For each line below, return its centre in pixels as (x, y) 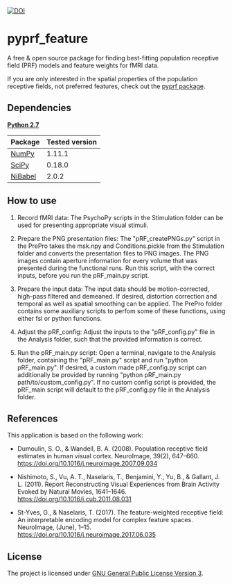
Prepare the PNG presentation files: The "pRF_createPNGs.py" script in (118, 238)
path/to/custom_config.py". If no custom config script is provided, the (116, 382)
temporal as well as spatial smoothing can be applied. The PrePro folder (120, 303)
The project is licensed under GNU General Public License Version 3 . (105, 574)
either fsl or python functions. (60, 318)
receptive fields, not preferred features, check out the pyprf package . (106, 86)
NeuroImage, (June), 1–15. (54, 527)
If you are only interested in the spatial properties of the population (102, 78)
